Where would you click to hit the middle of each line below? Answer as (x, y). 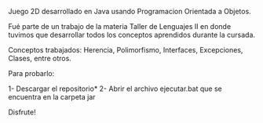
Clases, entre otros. (40, 58)
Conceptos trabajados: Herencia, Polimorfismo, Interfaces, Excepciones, (126, 50)
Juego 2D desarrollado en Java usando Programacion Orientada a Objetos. (130, 11)
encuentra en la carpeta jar (52, 97)
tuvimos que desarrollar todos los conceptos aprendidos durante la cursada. (132, 35)
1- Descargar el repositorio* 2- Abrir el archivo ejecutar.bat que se (115, 89)
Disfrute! (22, 112)
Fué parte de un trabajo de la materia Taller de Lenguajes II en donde (120, 26)
